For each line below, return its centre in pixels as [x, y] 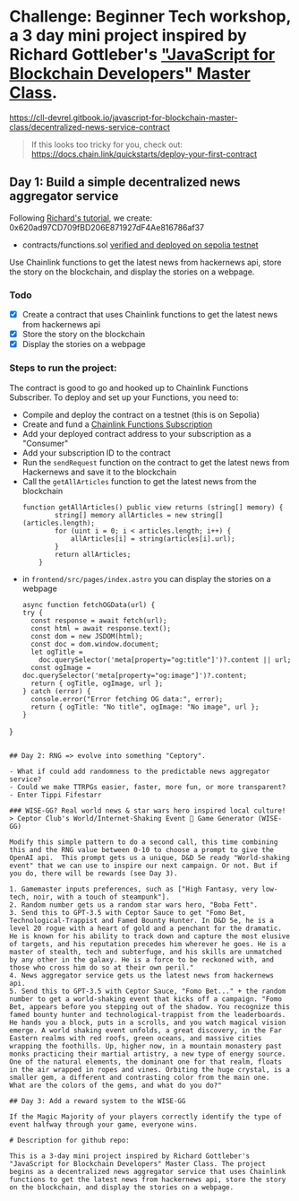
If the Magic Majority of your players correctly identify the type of [145, 1117]
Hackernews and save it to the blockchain [99, 472]
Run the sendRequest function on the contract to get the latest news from [156, 462]
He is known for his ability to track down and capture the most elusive [150, 936]
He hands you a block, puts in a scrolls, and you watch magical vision [148, 1023]
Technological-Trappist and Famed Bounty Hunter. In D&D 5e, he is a [142, 920]
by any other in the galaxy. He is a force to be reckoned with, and [142, 960]
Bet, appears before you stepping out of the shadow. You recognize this [150, 1006]
